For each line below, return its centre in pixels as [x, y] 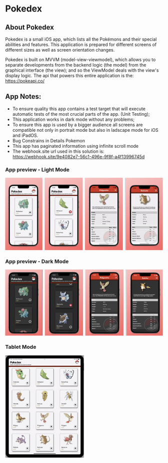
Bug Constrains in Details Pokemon [48, 140]
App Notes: [23, 96]
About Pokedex [29, 27]
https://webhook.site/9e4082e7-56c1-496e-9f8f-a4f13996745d [78, 156]
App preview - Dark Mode [37, 261]
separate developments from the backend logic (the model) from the [76, 65]
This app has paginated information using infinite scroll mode [75, 146]
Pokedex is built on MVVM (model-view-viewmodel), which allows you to [80, 60]
